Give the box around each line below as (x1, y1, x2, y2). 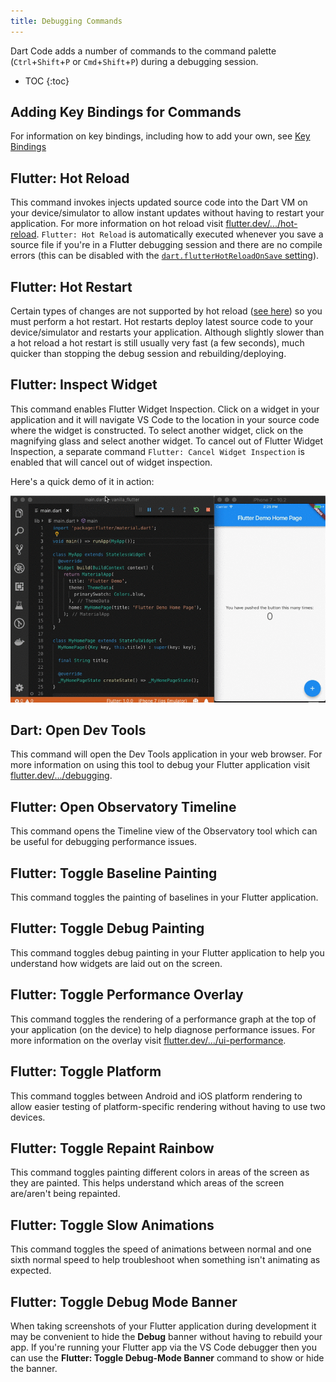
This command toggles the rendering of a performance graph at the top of (10, 1013, 317, 1025)
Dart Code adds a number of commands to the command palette (10, 45, 277, 57)
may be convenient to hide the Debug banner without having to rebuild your (10, 1330, 323, 1342)
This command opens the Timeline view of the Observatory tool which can (10, 825, 318, 837)
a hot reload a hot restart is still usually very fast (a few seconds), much (10, 337, 305, 349)
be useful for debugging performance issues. (10, 836, 198, 848)
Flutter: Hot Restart (10, 278, 133, 295)
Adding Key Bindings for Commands (10, 104, 242, 121)
